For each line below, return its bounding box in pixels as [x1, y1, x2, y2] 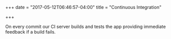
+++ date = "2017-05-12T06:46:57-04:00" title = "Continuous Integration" [5, 4, 162, 10]
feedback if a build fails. [5, 29, 56, 34]
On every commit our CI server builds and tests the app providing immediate [5, 23, 166, 29]
